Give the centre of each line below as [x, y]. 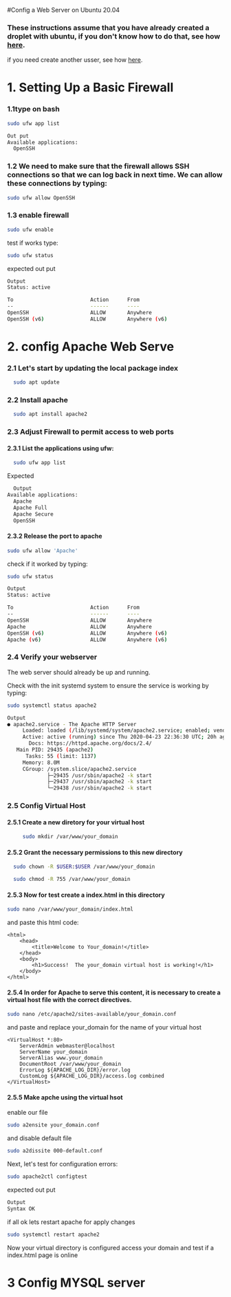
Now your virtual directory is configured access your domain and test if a [111, 1247]
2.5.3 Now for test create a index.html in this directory [86, 895]
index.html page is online [43, 1255]
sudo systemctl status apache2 [52, 705]
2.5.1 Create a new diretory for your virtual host [76, 822]
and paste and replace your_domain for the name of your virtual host [104, 1027]
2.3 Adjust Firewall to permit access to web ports [90, 432]
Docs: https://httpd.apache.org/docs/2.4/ [90, 743]
